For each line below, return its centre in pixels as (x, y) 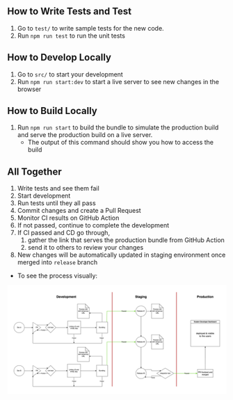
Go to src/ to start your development (70, 74)
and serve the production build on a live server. (85, 135)
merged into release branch (57, 262)
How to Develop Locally (59, 57)
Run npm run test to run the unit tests (71, 35)
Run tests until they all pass (56, 203)
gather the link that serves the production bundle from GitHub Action (126, 240)
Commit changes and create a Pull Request (79, 211)
